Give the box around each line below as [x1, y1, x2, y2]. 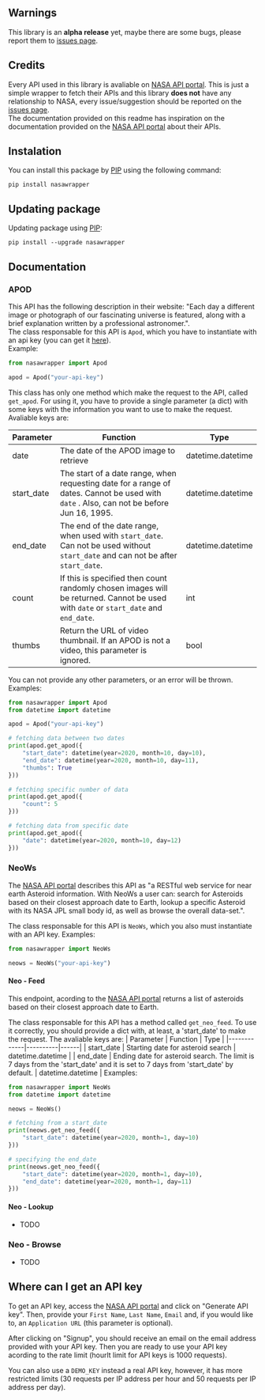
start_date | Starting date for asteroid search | [88, 1042, 237, 1052]
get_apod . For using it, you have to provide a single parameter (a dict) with [8, 395, 248, 406]
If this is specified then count [59, 573, 167, 584]
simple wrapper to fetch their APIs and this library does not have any [8, 88, 232, 97]
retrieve [59, 455, 89, 466]
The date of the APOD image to [59, 445, 176, 456]
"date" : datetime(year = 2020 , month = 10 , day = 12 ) [22, 836, 181, 845]
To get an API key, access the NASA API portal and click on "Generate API [8, 1301, 248, 1311]
